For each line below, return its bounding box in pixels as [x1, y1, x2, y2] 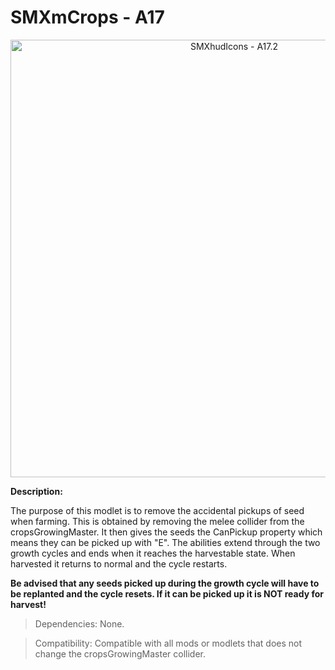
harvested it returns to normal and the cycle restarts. [10, 557, 228, 570]
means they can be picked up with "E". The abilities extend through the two [10, 536, 321, 548]
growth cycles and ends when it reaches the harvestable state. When [10, 547, 296, 559]
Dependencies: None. [34, 617, 125, 630]
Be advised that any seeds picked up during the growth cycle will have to [10, 577, 320, 589]
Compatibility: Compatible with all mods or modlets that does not [34, 637, 303, 649]
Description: [10, 485, 63, 497]
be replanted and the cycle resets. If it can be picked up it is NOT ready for [10, 587, 324, 600]
